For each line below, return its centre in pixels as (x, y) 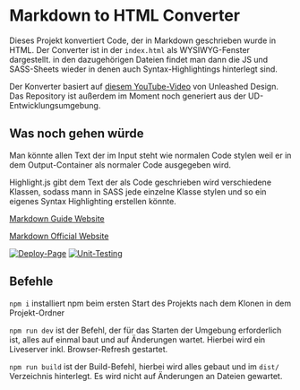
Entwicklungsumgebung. (55, 105)
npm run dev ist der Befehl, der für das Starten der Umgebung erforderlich (146, 330)
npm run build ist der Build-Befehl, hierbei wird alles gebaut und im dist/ (144, 366)
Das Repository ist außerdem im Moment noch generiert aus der (128, 96)
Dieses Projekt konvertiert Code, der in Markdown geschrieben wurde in (142, 40)
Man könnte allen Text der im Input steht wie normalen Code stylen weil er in (150, 155)
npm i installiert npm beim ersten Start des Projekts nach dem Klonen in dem (150, 303)
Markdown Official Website (59, 236)
